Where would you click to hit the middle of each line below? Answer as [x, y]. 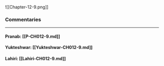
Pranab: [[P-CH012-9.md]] [32, 36]
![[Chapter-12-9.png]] [27, 7]
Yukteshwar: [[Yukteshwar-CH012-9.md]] [49, 48]
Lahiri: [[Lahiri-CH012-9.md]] [35, 59]
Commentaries [23, 19]
